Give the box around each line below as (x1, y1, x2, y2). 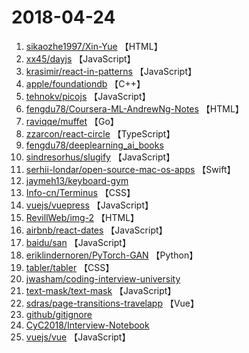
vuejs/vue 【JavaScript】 (25, 331, 131, 343)
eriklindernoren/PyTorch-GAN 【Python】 (25, 249, 199, 261)
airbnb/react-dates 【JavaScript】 (25, 224, 168, 236)
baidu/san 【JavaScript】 (25, 236, 131, 248)
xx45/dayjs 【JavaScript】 (25, 52, 136, 65)
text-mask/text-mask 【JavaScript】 (25, 284, 177, 296)
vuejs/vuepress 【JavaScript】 (25, 199, 154, 211)
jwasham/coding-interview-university (25, 272, 181, 285)
